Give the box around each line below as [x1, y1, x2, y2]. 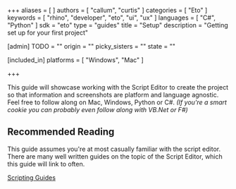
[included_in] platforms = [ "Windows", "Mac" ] [7, 56, 144, 64]
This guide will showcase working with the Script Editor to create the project [7, 83, 229, 91]
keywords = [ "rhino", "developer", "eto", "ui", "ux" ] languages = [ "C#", [7, 13, 216, 22]
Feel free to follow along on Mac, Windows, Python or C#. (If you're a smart [7, 98, 228, 106]
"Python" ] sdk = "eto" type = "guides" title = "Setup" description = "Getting [7, 21, 229, 29]
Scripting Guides [7, 173, 56, 182]
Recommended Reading [7, 126, 115, 138]
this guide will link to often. [7, 159, 85, 168]
